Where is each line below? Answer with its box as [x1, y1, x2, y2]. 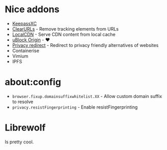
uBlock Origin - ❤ [12, 37, 51, 43]
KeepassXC [12, 20, 37, 27]
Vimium [12, 53, 29, 59]
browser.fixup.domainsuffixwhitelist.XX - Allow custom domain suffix [12, 93, 162, 99]
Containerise [12, 47, 39, 54]
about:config [5, 77, 61, 88]
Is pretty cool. [5, 139, 34, 145]
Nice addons [5, 4, 60, 15]
